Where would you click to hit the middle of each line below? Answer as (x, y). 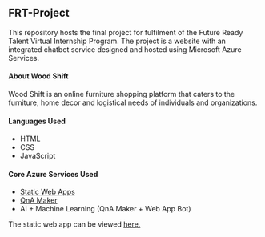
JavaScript (38, 156)
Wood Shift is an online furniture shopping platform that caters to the (122, 94)
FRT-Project (39, 13)
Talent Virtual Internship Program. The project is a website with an (117, 41)
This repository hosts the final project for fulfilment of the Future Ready (126, 32)
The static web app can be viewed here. (74, 224)
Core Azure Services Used (53, 174)
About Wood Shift (38, 76)
